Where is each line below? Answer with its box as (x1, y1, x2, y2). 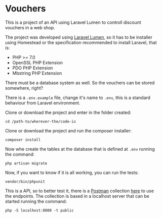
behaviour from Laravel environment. (5, 100, 81, 106)
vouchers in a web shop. (5, 24, 55, 30)
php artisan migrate (5, 161, 48, 166)
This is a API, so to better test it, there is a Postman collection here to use (5, 188, 154, 194)
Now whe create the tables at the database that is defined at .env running (5, 146, 155, 152)
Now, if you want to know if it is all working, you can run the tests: (5, 169, 139, 175)
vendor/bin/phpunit (5, 179, 45, 184)
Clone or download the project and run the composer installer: (5, 127, 132, 134)
